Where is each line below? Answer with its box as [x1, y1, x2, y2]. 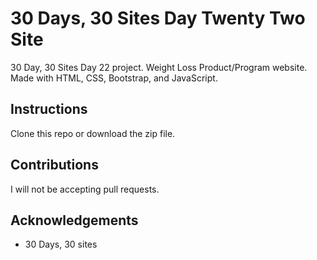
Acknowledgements [10, 212, 139, 229]
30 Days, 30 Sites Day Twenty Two [10, 7, 306, 30]
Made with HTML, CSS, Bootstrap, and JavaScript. [10, 72, 218, 84]
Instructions [10, 101, 88, 118]
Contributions [10, 157, 99, 174]
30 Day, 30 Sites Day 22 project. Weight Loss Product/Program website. [10, 61, 308, 73]
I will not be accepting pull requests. [10, 183, 160, 195]
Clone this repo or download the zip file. [10, 127, 176, 139]
